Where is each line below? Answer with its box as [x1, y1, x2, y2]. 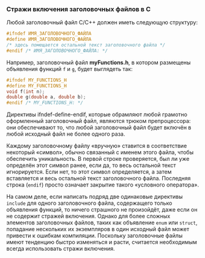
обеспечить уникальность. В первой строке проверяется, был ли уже [6, 155, 190, 163]
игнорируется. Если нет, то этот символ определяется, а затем [6, 168, 172, 175]
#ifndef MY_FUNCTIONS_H [6, 77, 67, 83]
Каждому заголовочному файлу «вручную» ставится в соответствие [6, 142, 187, 150]
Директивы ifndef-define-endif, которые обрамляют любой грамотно [6, 111, 188, 118]
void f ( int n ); [6, 88, 45, 95]
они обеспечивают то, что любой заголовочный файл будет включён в [6, 124, 192, 131]
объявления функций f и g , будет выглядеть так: [6, 65, 133, 72]
